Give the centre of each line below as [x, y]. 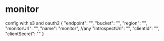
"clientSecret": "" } [25, 33]
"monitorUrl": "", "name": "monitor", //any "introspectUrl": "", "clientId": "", [82, 28]
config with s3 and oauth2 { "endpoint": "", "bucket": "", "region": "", [76, 23]
